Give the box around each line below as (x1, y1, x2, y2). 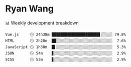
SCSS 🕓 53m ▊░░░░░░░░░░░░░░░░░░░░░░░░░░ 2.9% (5, 57, 126, 62)
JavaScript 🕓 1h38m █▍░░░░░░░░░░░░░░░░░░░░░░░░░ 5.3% (5, 44, 126, 49)
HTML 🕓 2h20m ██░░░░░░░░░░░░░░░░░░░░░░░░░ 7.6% (5, 38, 126, 43)
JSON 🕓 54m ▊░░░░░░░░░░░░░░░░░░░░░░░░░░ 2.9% (5, 50, 126, 55)
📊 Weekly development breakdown (5, 19, 79, 25)
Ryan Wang (5, 3, 54, 14)
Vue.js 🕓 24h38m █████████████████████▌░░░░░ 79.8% (5, 32, 126, 37)
